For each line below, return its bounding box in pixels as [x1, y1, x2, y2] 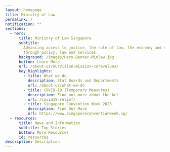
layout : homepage [5, 7, 42, 13]
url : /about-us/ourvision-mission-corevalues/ [18, 64, 119, 69]
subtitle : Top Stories [18, 125, 67, 130]
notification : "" [5, 21, 42, 27]
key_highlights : [18, 69, 53, 74]
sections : [5, 26, 26, 31]
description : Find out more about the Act [27, 92, 119, 97]
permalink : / [5, 17, 33, 22]
